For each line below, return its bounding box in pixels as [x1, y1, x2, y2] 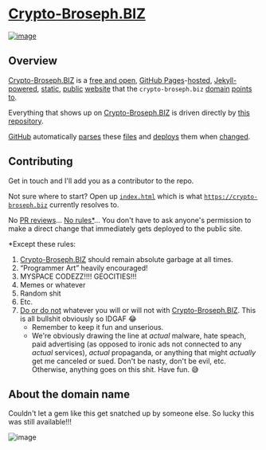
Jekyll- [213, 75, 237, 84]
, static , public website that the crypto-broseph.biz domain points [37, 84, 252, 93]
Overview [8, 54, 58, 68]
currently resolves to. [49, 200, 119, 209]
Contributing [8, 155, 73, 168]
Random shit [19, 288, 61, 298]
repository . [8, 116, 44, 126]
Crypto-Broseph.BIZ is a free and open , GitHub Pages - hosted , [8, 75, 213, 84]
